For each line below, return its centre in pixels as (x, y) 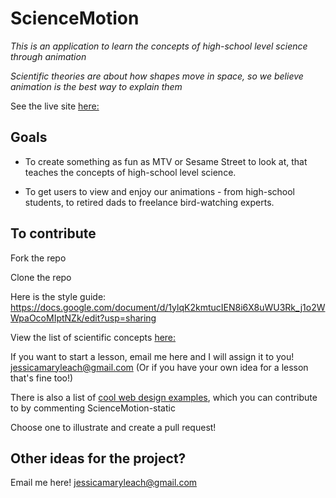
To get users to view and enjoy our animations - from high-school (160, 191)
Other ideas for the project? (98, 458)
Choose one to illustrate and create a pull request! (113, 427)
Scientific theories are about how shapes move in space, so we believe (157, 76)
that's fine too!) (42, 378)
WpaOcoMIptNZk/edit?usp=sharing (83, 318)
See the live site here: (55, 106)
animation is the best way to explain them (96, 86)
